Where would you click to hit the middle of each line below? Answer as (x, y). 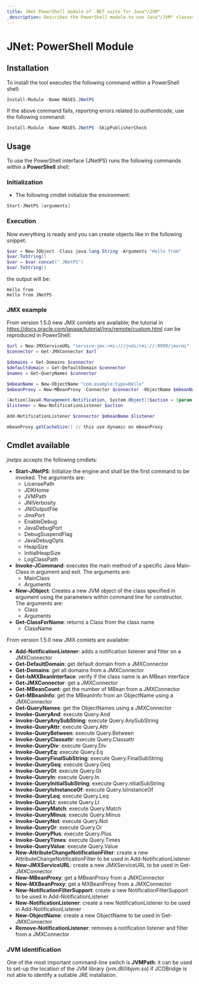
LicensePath (39, 483)
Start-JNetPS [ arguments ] (38, 206)
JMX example (27, 309)
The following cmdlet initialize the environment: (73, 195)
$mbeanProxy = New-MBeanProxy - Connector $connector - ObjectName (89, 389)
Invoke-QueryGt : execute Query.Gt (58, 770)
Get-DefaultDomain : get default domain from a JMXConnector (92, 664)
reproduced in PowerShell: (39, 335)
